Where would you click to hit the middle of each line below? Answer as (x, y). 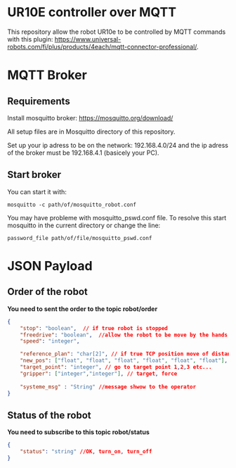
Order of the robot (47, 292)
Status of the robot (49, 415)
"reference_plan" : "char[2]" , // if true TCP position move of (114, 354)
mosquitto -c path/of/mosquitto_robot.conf (72, 205)
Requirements (39, 101)
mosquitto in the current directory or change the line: (84, 225)
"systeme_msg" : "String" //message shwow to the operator (108, 387)
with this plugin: (30, 39)
